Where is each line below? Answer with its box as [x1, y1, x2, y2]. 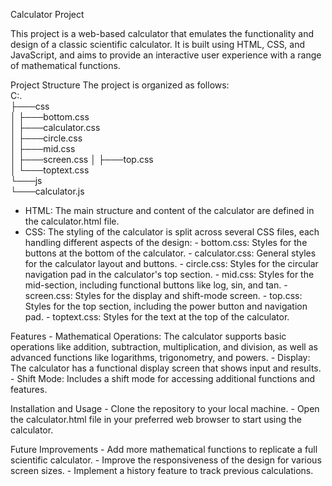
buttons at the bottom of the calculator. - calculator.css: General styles [24, 247, 317, 259]
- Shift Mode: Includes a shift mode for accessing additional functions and [10, 373, 316, 384]
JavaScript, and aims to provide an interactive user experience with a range [10, 49, 322, 61]
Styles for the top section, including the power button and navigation [24, 300, 308, 312]
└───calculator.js [10, 185, 85, 197]
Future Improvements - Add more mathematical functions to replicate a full [10, 444, 318, 455]
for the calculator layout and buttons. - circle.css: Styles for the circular [24, 258, 319, 269]
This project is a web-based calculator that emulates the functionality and [10, 28, 315, 39]
